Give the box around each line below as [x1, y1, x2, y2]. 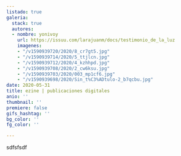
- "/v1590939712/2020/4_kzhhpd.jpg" [17, 59, 111, 66]
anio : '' [6, 93, 29, 100]
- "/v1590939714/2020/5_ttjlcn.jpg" [17, 54, 111, 60]
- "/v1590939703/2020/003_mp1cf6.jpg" [17, 71, 115, 77]
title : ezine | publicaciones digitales [6, 88, 111, 94]
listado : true [6, 8, 43, 15]
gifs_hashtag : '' [6, 110, 50, 117]
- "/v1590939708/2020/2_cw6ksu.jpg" [17, 65, 111, 72]
